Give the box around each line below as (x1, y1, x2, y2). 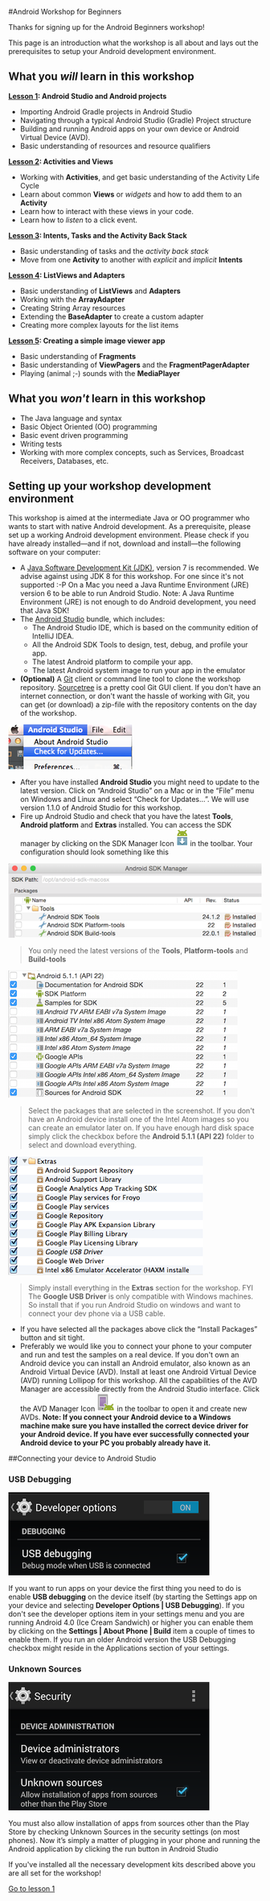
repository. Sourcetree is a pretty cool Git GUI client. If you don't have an (19, 683, 261, 692)
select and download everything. (27, 1139, 137, 1150)
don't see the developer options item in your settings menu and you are (8, 1609, 245, 1618)
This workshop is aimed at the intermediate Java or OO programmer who (8, 513, 251, 523)
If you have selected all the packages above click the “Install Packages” (19, 1324, 258, 1333)
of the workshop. (19, 709, 77, 718)
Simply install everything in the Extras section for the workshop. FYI (27, 1283, 254, 1292)
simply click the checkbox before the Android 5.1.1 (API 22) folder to (27, 1131, 255, 1141)
